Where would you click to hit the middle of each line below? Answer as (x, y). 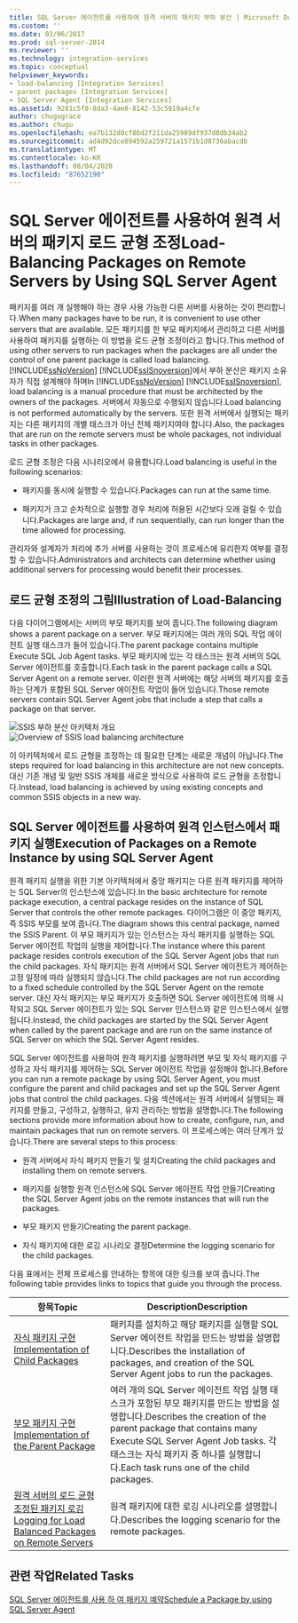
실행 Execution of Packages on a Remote (145, 844)
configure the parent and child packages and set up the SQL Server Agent (145, 1088)
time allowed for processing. (74, 530)
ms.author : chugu (41, 125)
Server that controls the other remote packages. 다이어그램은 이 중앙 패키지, (145, 912)
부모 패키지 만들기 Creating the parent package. (106, 1226)
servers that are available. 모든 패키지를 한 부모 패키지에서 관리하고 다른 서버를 (147, 329)
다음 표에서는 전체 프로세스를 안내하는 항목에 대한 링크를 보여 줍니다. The (134, 1273)
